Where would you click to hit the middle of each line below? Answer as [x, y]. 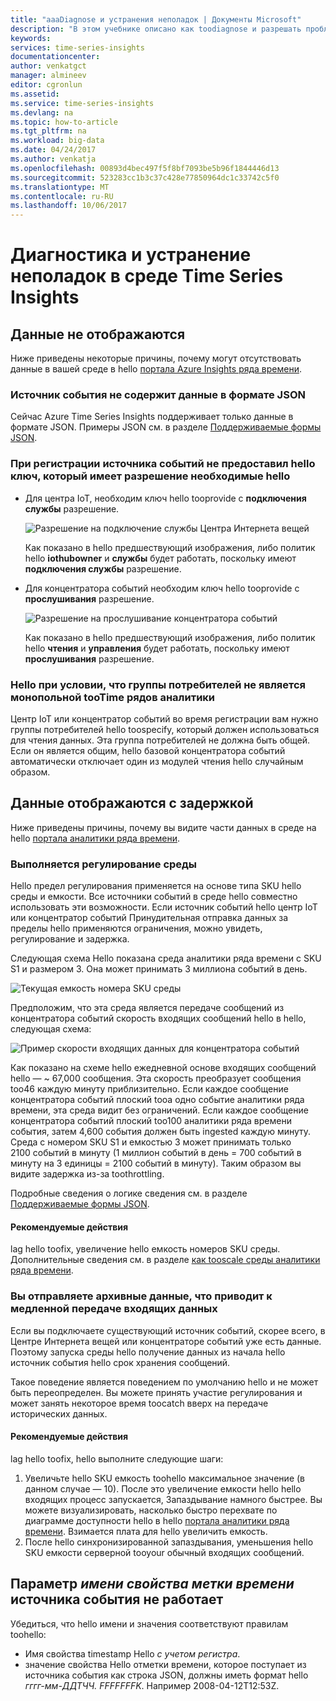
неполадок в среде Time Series [147, 276]
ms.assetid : [35, 94]
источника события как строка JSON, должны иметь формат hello [166, 1675]
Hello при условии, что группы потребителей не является [158, 684]
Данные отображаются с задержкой [132, 803]
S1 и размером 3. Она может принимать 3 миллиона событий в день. [159, 969]
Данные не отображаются [98, 334]
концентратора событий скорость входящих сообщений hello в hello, [158, 1018]
